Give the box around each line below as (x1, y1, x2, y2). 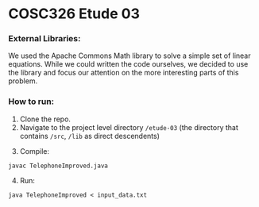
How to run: (8, 96, 55, 107)
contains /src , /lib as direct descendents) (19, 131, 160, 140)
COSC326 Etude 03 (8, 5, 141, 23)
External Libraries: (8, 33, 81, 44)
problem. (8, 76, 38, 86)
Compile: (19, 146, 50, 155)
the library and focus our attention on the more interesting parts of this (8, 68, 239, 78)
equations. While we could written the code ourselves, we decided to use (8, 59, 249, 69)
